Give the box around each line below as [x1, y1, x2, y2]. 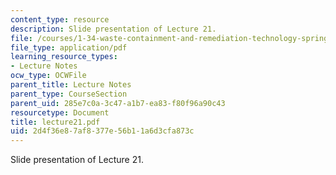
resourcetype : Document [10, 107, 110, 118]
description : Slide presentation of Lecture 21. [10, 24, 217, 34]
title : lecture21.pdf [10, 117, 101, 127]
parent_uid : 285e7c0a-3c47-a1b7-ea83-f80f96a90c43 [10, 98, 226, 108]
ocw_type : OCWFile [10, 71, 87, 81]
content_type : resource [10, 14, 110, 25]
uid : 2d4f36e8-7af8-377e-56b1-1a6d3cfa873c [10, 126, 195, 136]
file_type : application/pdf [10, 42, 128, 53]
